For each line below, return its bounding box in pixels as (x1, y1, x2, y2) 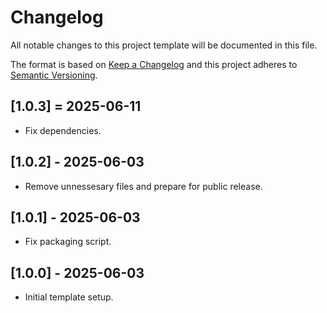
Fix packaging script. (24, 236, 112, 248)
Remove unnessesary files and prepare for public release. (24, 180, 263, 192)
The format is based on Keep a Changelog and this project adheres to (10, 58, 298, 70)
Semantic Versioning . (10, 69, 98, 81)
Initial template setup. (24, 291, 114, 303)
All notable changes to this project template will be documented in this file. (10, 39, 318, 51)
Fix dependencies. (24, 124, 102, 136)
